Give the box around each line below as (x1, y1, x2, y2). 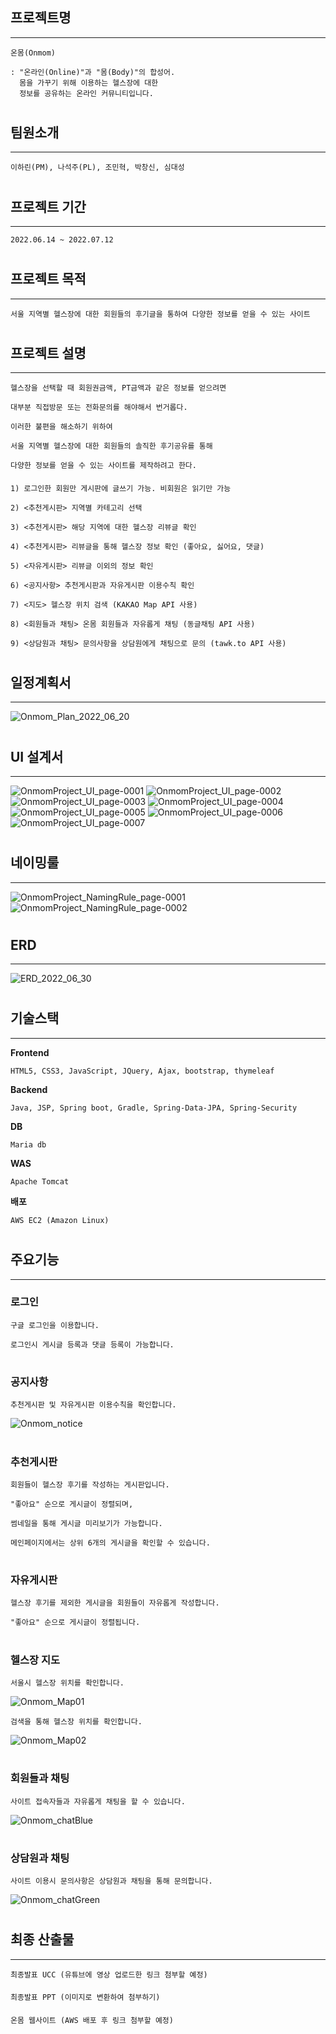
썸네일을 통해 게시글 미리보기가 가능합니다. (10, 1518, 163, 1528)
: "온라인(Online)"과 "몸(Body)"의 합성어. (10, 67, 176, 77)
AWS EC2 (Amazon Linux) (10, 1215, 110, 1225)
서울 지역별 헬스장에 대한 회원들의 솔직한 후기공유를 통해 (10, 441, 213, 452)
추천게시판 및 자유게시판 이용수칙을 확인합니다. (10, 1400, 177, 1410)
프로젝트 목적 (10, 271, 87, 288)
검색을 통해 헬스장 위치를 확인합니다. (10, 1717, 143, 1727)
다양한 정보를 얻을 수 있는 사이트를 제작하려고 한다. (10, 461, 197, 471)
